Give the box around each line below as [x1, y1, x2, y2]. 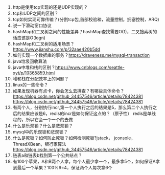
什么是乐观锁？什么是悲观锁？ [12, 123, 73, 129]
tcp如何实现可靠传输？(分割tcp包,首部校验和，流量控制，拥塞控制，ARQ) [12, 17, 160, 22]
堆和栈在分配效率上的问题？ [12, 76, 69, 82]
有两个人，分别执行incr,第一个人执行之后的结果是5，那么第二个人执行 [12, 105, 153, 110]
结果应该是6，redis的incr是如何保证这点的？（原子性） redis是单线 [21, 110, 156, 116]
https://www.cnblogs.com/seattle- [55, 65, 125, 70]
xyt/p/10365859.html [12, 70, 55, 76]
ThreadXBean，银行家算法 [12, 141, 67, 147]
